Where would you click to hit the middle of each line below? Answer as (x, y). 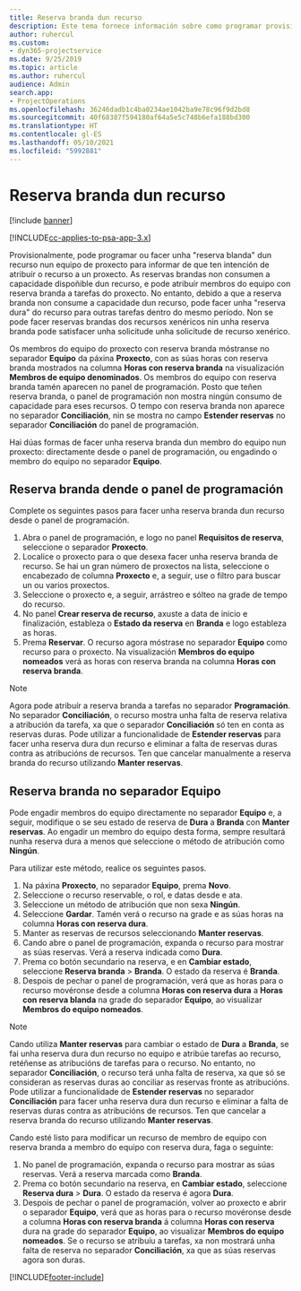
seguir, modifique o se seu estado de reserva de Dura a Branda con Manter (150, 822)
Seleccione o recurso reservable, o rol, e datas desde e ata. (133, 895)
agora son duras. (54, 1260)
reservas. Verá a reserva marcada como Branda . (112, 1174)
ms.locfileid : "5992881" (56, 151)
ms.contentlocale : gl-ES (56, 134)
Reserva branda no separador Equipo (115, 791)
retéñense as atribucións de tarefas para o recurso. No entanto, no (133, 1063)
